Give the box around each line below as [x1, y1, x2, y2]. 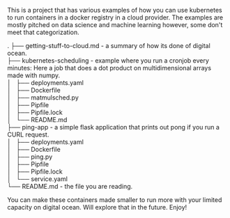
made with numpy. [7, 71, 61, 79]
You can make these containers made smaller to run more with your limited [7, 196, 222, 204]
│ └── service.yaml [7, 175, 68, 183]
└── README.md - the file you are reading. [7, 182, 133, 190]
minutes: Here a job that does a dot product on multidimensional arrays [7, 64, 211, 72]
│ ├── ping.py [7, 153, 53, 161]
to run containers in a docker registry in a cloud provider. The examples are [7, 13, 224, 22]
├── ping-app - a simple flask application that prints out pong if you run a [7, 123, 220, 131]
